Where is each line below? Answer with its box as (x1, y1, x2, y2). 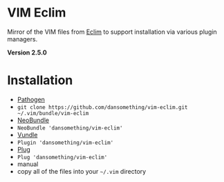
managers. (7, 34, 38, 43)
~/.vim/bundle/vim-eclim (17, 110, 89, 117)
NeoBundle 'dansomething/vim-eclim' (17, 124, 123, 132)
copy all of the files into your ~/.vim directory (17, 167, 147, 175)
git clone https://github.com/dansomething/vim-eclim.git (17, 103, 188, 111)
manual (17, 160, 39, 168)
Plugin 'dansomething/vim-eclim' (17, 139, 114, 146)
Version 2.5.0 (7, 48, 47, 57)
